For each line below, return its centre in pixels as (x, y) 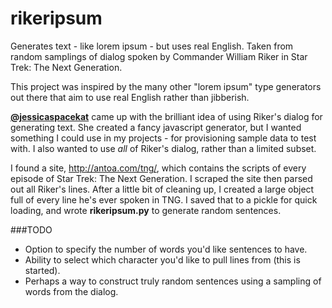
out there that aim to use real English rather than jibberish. (130, 97)
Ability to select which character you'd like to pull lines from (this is (162, 259)
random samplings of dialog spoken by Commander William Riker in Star (159, 56)
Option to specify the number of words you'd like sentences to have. (166, 249)
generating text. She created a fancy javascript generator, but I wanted (156, 127)
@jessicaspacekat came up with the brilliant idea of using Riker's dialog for (166, 116)
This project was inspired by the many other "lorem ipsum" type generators (166, 86)
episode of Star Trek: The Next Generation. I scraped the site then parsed (161, 178)
